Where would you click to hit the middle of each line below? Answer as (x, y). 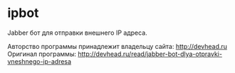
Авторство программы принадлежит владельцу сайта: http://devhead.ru (117, 46)
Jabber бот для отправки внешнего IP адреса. (77, 33)
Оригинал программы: (42, 54)
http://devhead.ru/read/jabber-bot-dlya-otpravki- (150, 54)
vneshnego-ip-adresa (40, 61)
